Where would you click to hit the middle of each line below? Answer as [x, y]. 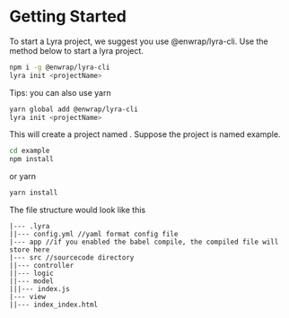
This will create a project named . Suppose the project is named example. [145, 134]
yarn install [34, 193]
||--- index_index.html [54, 305]
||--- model [31, 281]
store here [30, 250]
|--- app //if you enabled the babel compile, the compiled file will [144, 242]
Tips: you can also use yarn [60, 92]
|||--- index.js [39, 289]
